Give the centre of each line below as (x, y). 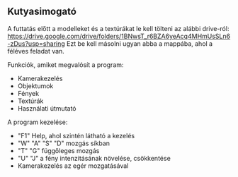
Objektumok (35, 86)
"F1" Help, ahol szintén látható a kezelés (76, 135)
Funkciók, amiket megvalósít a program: (66, 65)
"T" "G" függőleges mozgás (58, 150)
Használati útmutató (47, 108)
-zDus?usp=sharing (36, 43)
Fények (28, 93)
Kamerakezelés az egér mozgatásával (73, 166)
